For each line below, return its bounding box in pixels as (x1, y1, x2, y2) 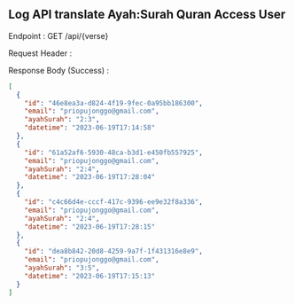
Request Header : (8, 48, 73, 59)
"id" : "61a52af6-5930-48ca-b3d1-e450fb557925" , (24, 148, 203, 157)
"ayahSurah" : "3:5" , (24, 263, 100, 273)
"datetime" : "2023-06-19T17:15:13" (24, 271, 156, 280)
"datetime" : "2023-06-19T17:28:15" (24, 222, 156, 231)
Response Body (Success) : (8, 65, 110, 75)
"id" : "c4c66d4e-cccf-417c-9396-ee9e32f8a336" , (24, 198, 203, 207)
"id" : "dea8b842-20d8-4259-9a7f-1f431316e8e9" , (24, 247, 203, 256)
